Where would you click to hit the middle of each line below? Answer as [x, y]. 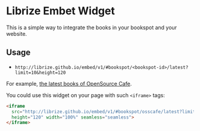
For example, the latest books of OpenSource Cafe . [69, 83]
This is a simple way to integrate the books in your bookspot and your [92, 27]
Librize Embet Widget [60, 11]
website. [17, 33]
